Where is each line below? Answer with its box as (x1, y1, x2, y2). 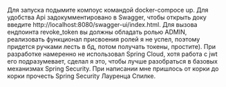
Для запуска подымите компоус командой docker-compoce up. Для (7, 6, 209, 14)
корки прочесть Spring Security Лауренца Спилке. (7, 72, 156, 80)
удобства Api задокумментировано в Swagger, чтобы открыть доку (7, 13, 207, 21)
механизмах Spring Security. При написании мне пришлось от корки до (7, 65, 219, 72)
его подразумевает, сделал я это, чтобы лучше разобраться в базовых (7, 57, 218, 65)
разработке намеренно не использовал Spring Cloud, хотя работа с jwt (7, 50, 218, 58)
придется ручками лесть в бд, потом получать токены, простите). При (7, 43, 216, 50)
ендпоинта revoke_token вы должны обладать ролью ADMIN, (7, 28, 187, 36)
